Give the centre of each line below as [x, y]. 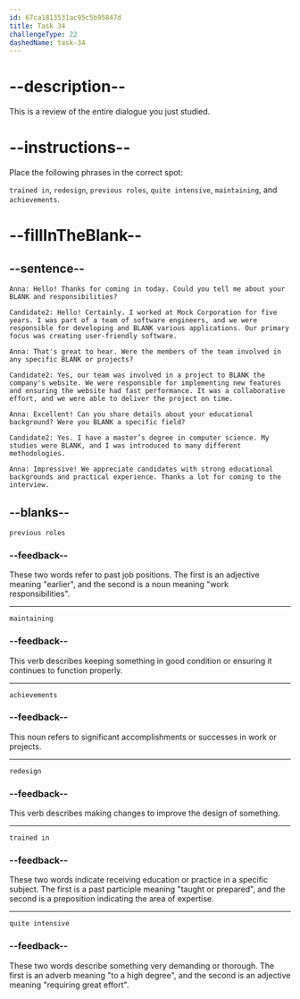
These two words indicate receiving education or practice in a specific [139, 880]
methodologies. [37, 454]
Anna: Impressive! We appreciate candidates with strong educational [142, 470]
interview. [29, 485]
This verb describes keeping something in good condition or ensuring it [141, 661]
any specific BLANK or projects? [71, 360]
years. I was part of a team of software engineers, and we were [133, 320]
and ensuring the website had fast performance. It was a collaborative [147, 391]
